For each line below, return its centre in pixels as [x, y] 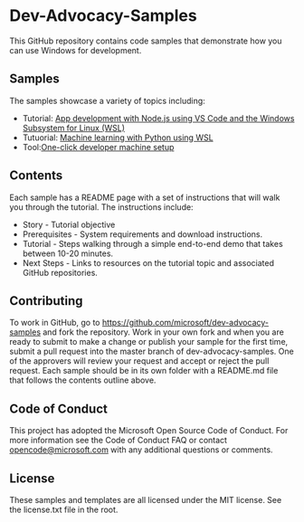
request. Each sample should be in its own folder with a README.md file [144, 371]
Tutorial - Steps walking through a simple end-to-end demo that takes [152, 243]
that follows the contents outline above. [83, 380]
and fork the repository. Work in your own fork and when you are [163, 332]
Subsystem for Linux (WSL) [73, 128]
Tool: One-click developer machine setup [98, 147]
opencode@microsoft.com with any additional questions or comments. [141, 450]
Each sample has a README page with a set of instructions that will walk [145, 197]
